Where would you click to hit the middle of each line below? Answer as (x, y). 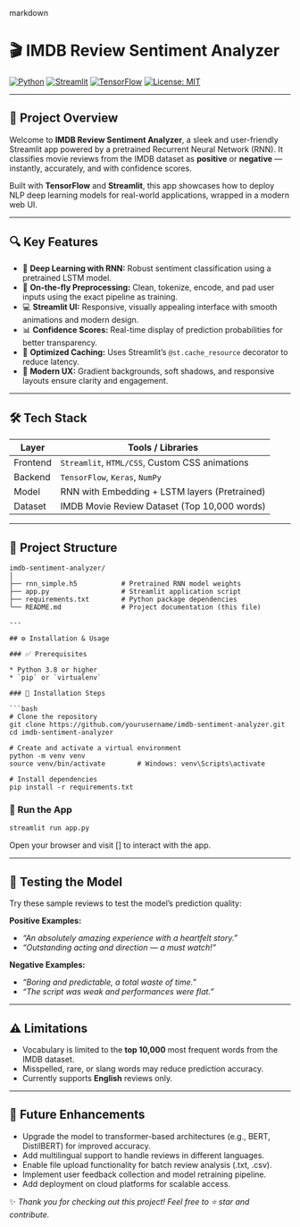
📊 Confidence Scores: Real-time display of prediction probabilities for (152, 329)
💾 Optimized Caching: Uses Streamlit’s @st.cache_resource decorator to (155, 351)
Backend (32, 478)
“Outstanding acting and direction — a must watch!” (119, 948)
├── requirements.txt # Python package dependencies (124, 600)
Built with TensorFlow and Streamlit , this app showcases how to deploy (142, 185)
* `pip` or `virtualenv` (55, 678)
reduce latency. (51, 361)
